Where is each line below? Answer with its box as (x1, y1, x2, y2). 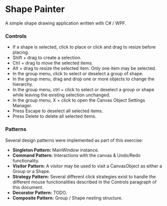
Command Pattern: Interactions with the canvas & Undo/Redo (12, 152, 141, 158)
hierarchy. (12, 81, 33, 87)
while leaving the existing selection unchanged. (12, 92, 110, 98)
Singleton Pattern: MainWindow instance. (12, 147, 99, 153)
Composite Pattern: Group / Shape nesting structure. (12, 194, 123, 201)
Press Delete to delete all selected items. (12, 113, 96, 119)
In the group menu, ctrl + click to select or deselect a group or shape (12, 87, 154, 93)
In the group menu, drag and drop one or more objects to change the (12, 76, 155, 82)
